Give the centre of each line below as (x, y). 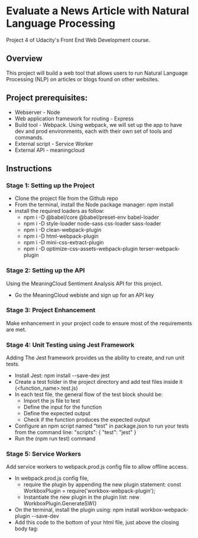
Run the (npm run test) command (55, 439)
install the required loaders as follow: (60, 211)
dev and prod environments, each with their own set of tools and (93, 131)
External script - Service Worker (54, 144)
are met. (16, 329)
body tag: (26, 529)
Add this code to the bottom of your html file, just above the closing (97, 523)
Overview (25, 58)
